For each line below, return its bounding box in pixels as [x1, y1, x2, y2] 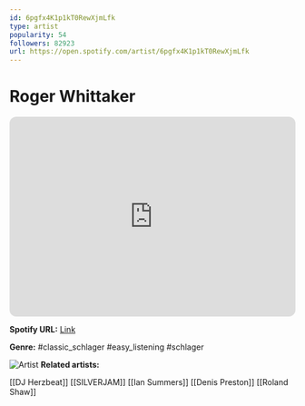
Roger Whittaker [9, 86, 136, 107]
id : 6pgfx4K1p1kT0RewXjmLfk [9, 13, 116, 23]
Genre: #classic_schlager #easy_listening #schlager [9, 342, 204, 352]
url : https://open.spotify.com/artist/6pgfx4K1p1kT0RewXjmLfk [9, 47, 250, 56]
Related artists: [40, 360, 100, 371]
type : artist [9, 22, 59, 31]
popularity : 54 [9, 30, 67, 39]
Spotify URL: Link [9, 324, 76, 335]
